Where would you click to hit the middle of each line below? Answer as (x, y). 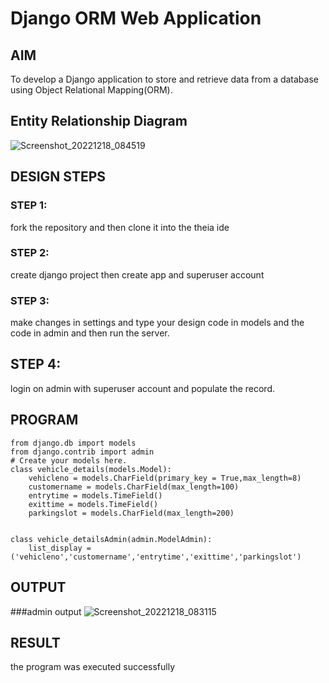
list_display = (60, 548)
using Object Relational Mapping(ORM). (91, 90)
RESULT (35, 642)
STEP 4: (36, 364)
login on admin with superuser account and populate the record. (142, 388)
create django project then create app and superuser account (137, 274)
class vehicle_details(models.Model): (91, 469)
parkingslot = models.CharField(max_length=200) (131, 513)
